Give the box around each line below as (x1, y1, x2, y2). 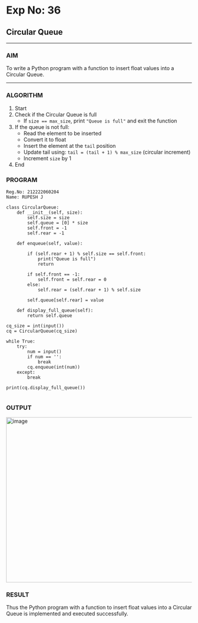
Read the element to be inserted (23, 130, 102, 137)
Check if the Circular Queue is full (14, 111, 97, 118)
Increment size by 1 (23, 154, 72, 162)
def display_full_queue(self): (16, 307, 94, 313)
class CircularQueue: (6, 204, 60, 210)
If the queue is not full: (14, 123, 70, 130)
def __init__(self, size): (16, 210, 83, 216)
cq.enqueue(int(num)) (27, 364, 81, 370)
